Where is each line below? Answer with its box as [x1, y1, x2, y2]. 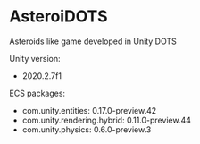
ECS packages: [9, 88, 65, 98]
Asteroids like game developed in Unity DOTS [9, 36, 177, 47]
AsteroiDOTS [9, 6, 109, 27]
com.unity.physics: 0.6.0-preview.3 [21, 123, 152, 135]
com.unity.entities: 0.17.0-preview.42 [21, 105, 157, 115]
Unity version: [9, 53, 61, 64]
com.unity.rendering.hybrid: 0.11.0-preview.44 [21, 114, 192, 125]
